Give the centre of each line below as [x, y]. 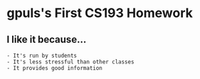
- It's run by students [42, 56]
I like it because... [47, 39]
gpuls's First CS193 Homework [100, 13]
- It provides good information [54, 68]
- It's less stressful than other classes [70, 62]
